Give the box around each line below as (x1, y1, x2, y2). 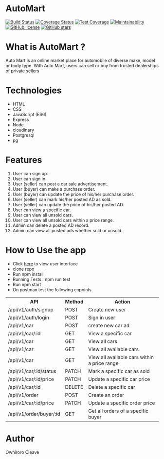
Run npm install (12, 271, 44, 277)
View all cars (88, 338, 117, 344)
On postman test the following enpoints (12, 286, 92, 293)
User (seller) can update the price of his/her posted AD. (12, 201, 125, 207)
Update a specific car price (88, 376, 150, 382)
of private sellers (5, 68, 39, 74)
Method (65, 298, 84, 305)
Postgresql (12, 132, 35, 138)
